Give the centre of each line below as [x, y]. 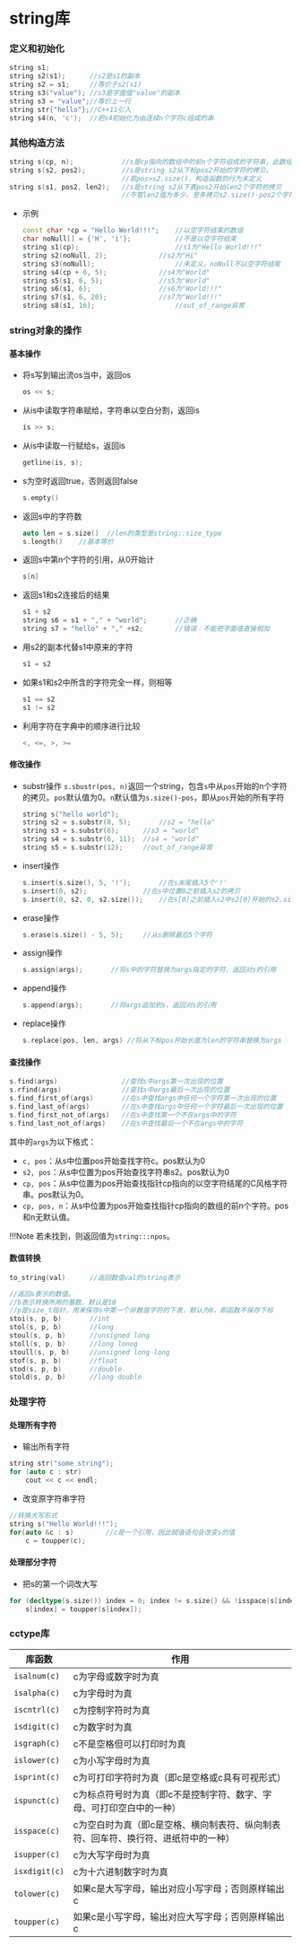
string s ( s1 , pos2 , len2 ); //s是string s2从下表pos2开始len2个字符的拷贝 [146, 187]
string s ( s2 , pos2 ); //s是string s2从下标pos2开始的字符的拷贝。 [141, 170]
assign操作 [42, 953]
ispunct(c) [37, 1800]
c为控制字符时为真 [112, 1710]
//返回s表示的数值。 [42, 1293]
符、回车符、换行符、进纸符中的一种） [154, 1838]
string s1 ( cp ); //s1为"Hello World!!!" [142, 248]
